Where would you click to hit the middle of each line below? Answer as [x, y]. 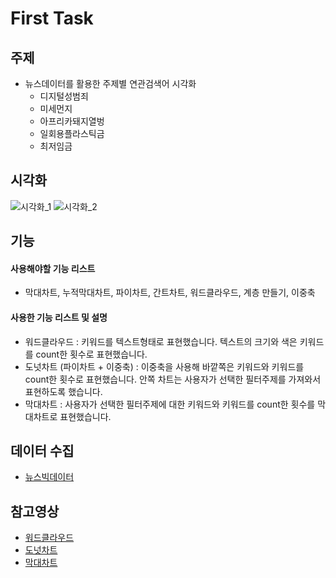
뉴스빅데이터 [49, 477]
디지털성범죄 [64, 96]
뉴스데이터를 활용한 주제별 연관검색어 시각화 [110, 83]
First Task [52, 18]
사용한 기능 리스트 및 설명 [59, 317]
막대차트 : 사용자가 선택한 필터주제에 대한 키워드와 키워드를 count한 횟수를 [170, 404]
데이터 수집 [42, 451]
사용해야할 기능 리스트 [53, 268]
